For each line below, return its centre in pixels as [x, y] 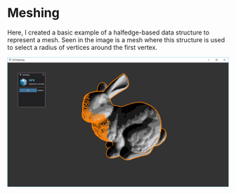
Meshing [33, 13]
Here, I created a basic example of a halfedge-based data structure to [108, 32]
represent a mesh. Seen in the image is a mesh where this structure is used [116, 39]
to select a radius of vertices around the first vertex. [83, 47]
